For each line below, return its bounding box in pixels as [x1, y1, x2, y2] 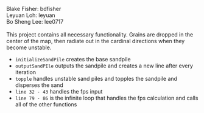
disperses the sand [15, 81, 64, 89]
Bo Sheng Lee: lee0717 [6, 18, 64, 25]
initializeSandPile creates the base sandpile [15, 56, 131, 63]
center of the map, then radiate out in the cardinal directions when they [6, 38, 185, 44]
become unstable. [6, 44, 52, 51]
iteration [15, 69, 37, 75]
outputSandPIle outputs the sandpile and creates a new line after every [15, 62, 194, 69]
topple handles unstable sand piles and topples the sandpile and [15, 75, 178, 82]
